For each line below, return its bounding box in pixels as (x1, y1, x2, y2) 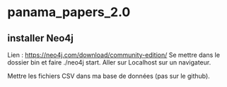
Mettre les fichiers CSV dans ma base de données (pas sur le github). (7, 72, 210, 80)
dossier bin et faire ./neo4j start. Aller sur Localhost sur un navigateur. (7, 58, 211, 67)
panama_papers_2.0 (7, 4, 131, 20)
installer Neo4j (7, 32, 74, 44)
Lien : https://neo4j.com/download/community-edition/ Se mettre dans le (7, 51, 221, 59)
